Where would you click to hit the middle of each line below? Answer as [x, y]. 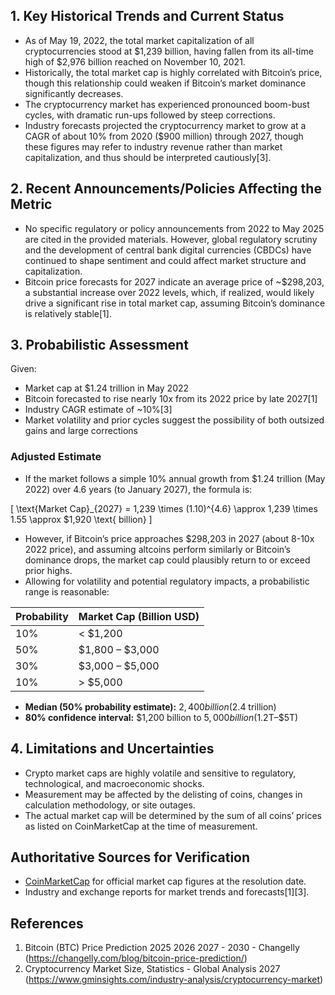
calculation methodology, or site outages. [110, 805]
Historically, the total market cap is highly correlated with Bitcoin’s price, [173, 72]
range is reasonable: [67, 591]
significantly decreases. [74, 93]
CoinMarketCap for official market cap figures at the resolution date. [165, 881]
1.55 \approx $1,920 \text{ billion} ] [81, 519]
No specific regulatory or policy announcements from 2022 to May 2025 [174, 228]
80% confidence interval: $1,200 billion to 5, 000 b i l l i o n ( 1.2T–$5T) [161, 717]
